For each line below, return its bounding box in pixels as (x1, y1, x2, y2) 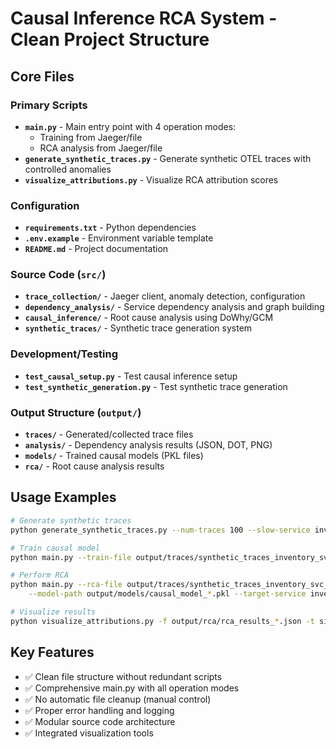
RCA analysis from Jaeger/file (39, 142, 163, 154)
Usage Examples (10, 489, 117, 506)
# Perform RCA (10, 570, 70, 581)
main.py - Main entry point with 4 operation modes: (24, 120, 237, 132)
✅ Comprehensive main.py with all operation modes (24, 682, 240, 694)
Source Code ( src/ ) (10, 268, 107, 282)
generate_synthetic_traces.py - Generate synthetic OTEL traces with (24, 152, 312, 164)
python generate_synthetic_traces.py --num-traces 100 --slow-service (10, 525, 311, 535)
